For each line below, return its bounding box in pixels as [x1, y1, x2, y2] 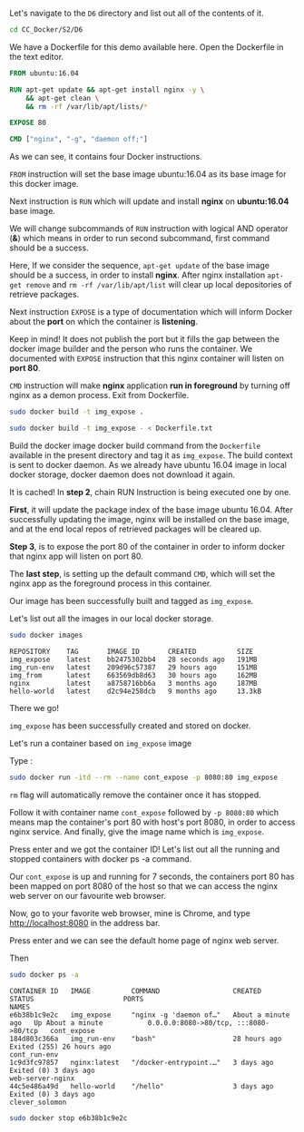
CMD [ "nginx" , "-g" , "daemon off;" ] [9, 135, 148, 144]
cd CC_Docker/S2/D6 [9, 25, 83, 34]
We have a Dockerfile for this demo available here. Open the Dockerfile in [9, 41, 284, 53]
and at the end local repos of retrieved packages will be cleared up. [9, 523, 262, 534]
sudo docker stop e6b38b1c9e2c [9, 1113, 128, 1123]
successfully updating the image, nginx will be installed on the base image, [9, 513, 290, 524]
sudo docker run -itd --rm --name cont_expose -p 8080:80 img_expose [9, 773, 279, 782]
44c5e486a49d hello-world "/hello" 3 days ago [9, 1081, 274, 1091]
